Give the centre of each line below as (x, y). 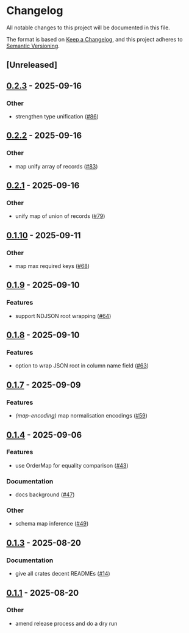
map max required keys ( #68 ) (52, 266)
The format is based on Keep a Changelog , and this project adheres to (94, 39)
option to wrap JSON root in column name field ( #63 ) (82, 366)
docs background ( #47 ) (45, 494)
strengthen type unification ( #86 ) (57, 117)
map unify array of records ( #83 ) (56, 166)
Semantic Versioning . (33, 46)
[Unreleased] (32, 65)
